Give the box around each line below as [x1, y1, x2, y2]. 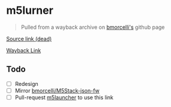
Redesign [14, 80, 39, 87]
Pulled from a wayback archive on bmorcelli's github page [20, 23, 165, 31]
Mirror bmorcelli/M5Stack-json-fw [14, 87, 100, 94]
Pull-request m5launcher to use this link [14, 94, 114, 101]
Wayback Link [6, 46, 41, 54]
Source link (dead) [6, 35, 52, 42]
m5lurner [6, 4, 54, 17]
